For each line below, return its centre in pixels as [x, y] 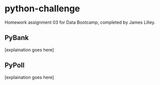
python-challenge [42, 9]
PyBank [17, 38]
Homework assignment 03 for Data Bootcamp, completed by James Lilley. [80, 22]
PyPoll [15, 65]
